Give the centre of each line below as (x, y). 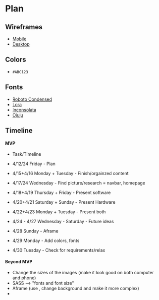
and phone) (24, 278)
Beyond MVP (19, 261)
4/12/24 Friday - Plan (34, 164)
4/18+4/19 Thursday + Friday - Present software (61, 193)
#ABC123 (20, 72)
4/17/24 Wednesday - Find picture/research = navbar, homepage (79, 183)
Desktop (21, 44)
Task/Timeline (26, 154)
